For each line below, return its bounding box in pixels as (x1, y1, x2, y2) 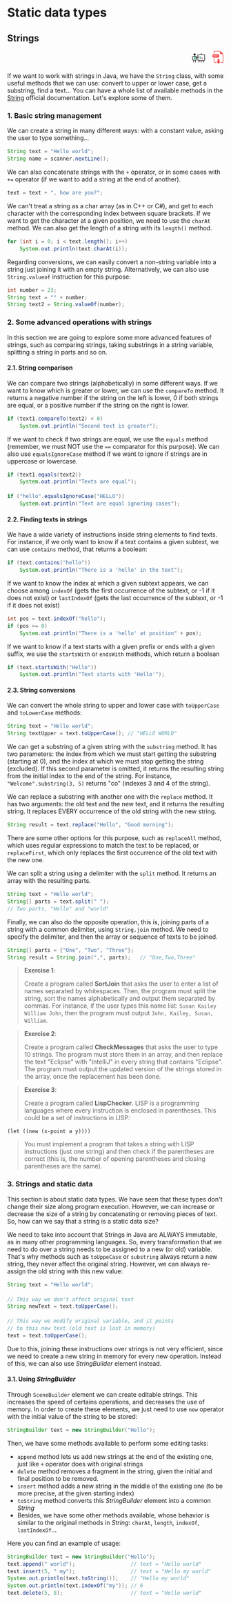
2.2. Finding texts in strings (7, 515, 88, 524)
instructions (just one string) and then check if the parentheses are (23, 1147, 214, 1156)
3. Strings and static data (7, 1179, 93, 1189)
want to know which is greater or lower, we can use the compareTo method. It (7, 386, 224, 395)
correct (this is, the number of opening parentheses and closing (23, 1155, 205, 1163)
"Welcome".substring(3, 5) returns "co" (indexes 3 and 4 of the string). (7, 779, 210, 788)
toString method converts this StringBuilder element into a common (17, 1496, 212, 1504)
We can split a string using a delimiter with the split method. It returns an (7, 869, 217, 877)
